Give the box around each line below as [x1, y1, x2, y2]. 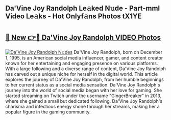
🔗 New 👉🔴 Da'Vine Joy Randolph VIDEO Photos [5, 33, 161, 42]
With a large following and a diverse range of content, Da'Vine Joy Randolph [5, 66, 166, 72]
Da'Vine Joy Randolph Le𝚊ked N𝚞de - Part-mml [5, 4, 160, 13]
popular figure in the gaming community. [5, 109, 91, 115]
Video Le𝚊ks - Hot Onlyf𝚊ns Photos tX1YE [5, 12, 142, 21]
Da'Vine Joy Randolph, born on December [74, 49, 162, 55]
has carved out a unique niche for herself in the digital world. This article [5, 71, 158, 77]
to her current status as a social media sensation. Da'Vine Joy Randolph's [5, 82, 160, 88]
